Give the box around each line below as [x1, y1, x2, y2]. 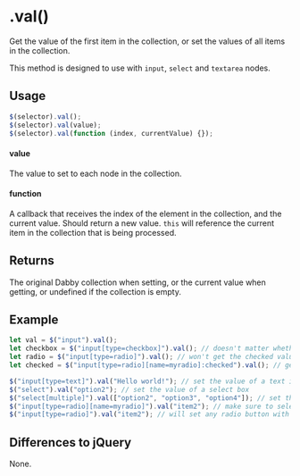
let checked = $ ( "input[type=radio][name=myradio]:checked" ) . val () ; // [9, 361, 281, 370]
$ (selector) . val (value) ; [9, 121, 102, 129]
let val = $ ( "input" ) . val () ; [9, 336, 118, 345]
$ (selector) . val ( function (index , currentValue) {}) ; [9, 129, 214, 138]
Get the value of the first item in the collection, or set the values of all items [9, 36, 286, 46]
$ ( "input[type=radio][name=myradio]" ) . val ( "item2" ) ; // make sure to [9, 402, 274, 411]
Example [9, 312, 59, 327]
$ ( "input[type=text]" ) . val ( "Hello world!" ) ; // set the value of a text [9, 377, 286, 386]
